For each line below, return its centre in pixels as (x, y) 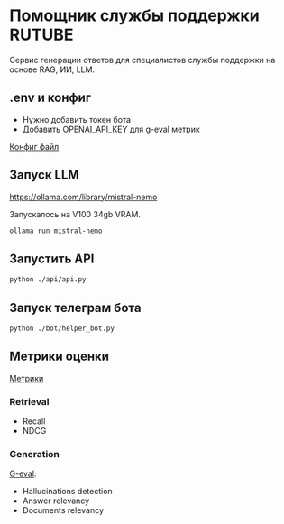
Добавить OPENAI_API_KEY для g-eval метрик (111, 129)
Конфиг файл (34, 146)
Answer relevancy (56, 501)
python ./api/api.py (48, 280)
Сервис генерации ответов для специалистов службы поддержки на (142, 60)
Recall (34, 421)
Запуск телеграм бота (75, 308)
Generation (35, 454)
